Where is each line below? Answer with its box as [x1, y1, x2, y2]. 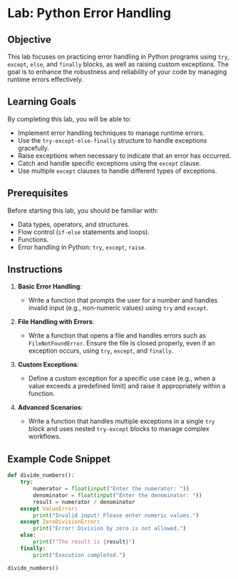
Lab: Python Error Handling [7, 5, 172, 21]
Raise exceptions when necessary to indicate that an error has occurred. [17, 151, 232, 160]
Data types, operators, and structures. [17, 220, 130, 228]
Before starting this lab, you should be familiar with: [7, 206, 159, 215]
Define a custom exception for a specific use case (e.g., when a [28, 374, 216, 383]
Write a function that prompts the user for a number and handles [28, 296, 218, 305]
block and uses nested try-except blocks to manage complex [28, 425, 210, 433]
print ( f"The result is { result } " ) [33, 538, 135, 545]
